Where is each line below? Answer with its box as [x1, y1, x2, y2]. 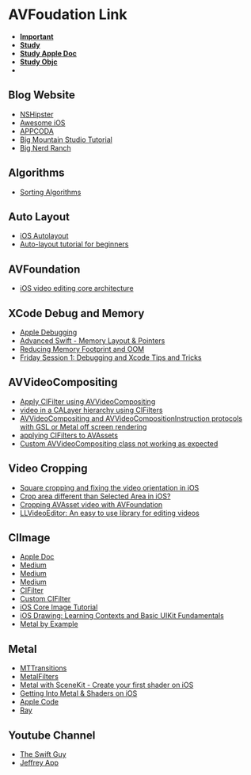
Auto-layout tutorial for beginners [19, 239, 129, 249]
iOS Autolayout [19, 231, 69, 241]
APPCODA [19, 126, 54, 136]
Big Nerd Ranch [19, 143, 71, 152]
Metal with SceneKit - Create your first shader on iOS [19, 680, 194, 690]
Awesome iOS [19, 117, 66, 128]
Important [19, 32, 54, 41]
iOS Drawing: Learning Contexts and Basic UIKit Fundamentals [19, 611, 224, 620]
